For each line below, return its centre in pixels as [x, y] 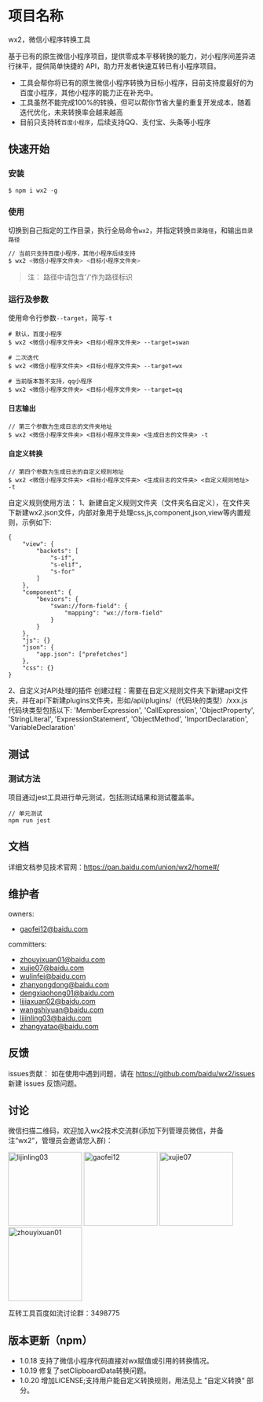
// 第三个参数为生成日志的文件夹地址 [60, 427]
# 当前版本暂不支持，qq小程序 [50, 381]
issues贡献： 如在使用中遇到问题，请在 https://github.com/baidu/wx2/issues [131, 1073]
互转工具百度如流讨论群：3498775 [64, 1313]
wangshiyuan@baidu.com [62, 1009]
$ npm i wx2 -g [33, 190]
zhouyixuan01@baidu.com [62, 959]
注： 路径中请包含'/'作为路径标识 [80, 277]
